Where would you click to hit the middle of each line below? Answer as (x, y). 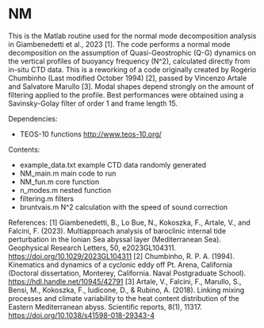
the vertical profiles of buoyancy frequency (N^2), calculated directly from (129, 61)
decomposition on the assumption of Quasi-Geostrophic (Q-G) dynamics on (132, 52)
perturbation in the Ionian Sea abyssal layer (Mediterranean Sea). (115, 239)
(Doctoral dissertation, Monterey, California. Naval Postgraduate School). (127, 273)
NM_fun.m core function (59, 181)
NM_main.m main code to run (68, 173)
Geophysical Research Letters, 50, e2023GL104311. (92, 248)
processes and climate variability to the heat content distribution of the (124, 298)
